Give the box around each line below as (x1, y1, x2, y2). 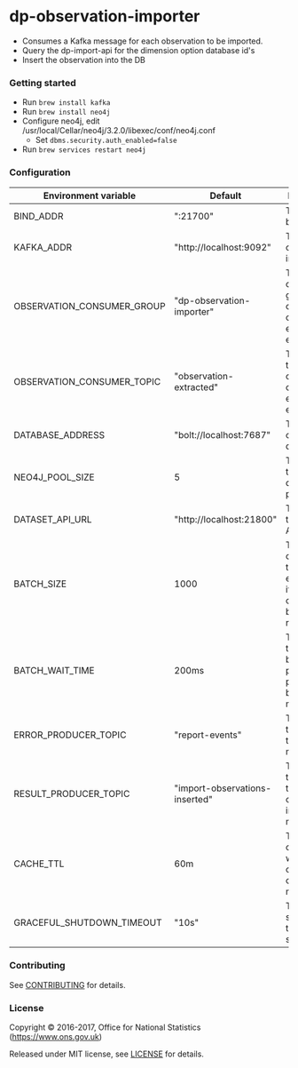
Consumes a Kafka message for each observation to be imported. (21, 36, 263, 46)
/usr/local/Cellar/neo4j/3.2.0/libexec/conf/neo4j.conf (21, 125, 216, 136)
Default (209, 189, 242, 202)
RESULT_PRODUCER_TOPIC (13, 787, 130, 800)
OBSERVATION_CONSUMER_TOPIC (13, 375, 161, 387)
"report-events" (174, 729, 242, 741)
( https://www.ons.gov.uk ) (9, 1032, 103, 1042)
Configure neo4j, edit (21, 116, 100, 126)
